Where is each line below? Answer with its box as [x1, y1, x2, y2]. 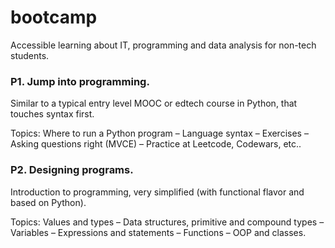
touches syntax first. [10, 108, 95, 120]
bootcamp [10, 6, 98, 29]
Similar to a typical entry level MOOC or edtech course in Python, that [10, 97, 298, 110]
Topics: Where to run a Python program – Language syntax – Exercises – [10, 127, 309, 140]
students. [10, 49, 50, 61]
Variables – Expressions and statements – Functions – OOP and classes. [10, 226, 307, 238]
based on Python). [10, 196, 87, 208]
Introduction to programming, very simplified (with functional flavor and [10, 186, 305, 198]
